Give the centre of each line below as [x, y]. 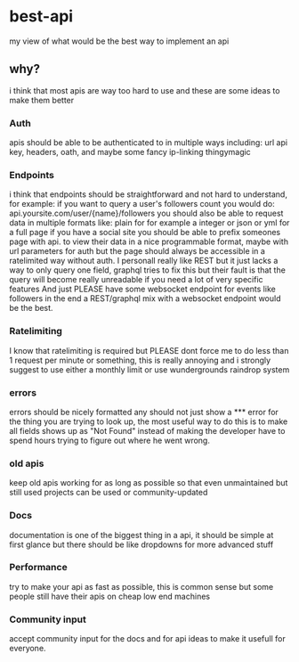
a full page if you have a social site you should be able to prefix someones [145, 233]
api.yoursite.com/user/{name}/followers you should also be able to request [146, 213]
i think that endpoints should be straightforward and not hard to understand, [148, 194]
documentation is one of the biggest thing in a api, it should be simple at [141, 535]
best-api [41, 16]
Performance [39, 568]
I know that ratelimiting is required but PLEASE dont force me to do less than [149, 350]
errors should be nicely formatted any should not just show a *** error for [144, 412]
